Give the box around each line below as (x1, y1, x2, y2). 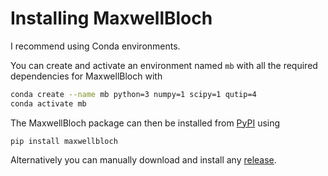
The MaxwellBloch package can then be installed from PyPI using (10, 117, 281, 129)
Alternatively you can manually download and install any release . (10, 153, 277, 166)
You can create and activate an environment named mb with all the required (10, 59, 318, 71)
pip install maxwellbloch (10, 136, 118, 146)
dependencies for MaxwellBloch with (10, 70, 163, 82)
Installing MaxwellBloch (10, 7, 213, 30)
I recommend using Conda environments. (10, 40, 181, 52)
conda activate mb (10, 98, 87, 109)
